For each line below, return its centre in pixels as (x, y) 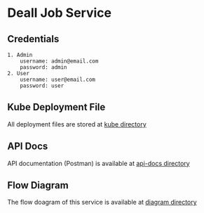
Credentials (33, 39)
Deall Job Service (60, 13)
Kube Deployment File (56, 107)
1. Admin (20, 55)
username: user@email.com (58, 79)
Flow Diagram (38, 185)
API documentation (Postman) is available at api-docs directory (99, 163)
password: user (42, 86)
